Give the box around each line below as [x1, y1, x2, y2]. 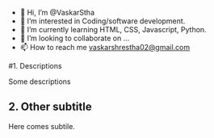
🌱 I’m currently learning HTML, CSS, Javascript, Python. [19, 25, 208, 34]
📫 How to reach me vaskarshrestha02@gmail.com [19, 43, 191, 52]
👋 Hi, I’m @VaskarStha [19, 8, 95, 17]
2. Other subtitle [8, 100, 92, 114]
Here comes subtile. [8, 121, 75, 131]
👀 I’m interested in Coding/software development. [19, 16, 186, 26]
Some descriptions [8, 77, 71, 86]
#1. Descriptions [8, 61, 62, 70]
